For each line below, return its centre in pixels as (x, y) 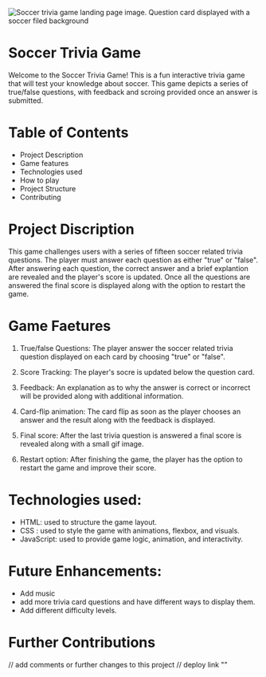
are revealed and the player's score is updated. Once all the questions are (129, 277)
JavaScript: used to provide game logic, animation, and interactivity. (131, 539)
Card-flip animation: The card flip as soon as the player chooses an (130, 411)
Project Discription (71, 229)
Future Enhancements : (85, 571)
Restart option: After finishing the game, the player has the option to (131, 459)
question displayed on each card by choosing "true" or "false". (122, 356)
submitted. (26, 100)
